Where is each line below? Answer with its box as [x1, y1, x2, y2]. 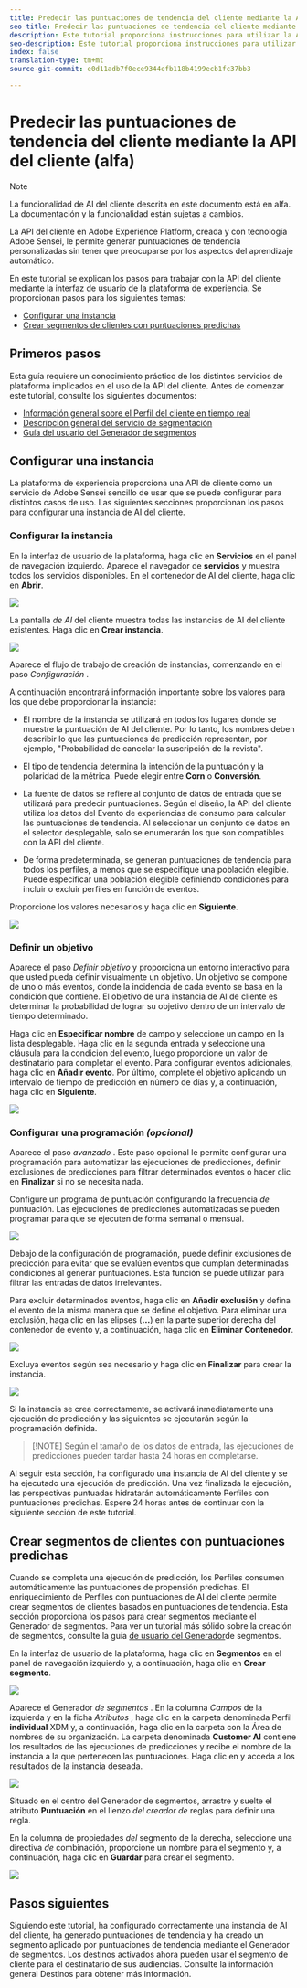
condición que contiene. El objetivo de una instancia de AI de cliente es [9, 991, 278, 1002]
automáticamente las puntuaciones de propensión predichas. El [9, 1582, 249, 1593]
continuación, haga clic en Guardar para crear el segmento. [9, 1852, 235, 1863]
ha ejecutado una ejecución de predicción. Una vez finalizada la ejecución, [9, 1478, 291, 1489]
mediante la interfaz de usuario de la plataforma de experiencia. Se [9, 282, 262, 293]
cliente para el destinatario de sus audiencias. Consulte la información [9, 1958, 274, 1970]
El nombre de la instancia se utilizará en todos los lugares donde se [22, 714, 277, 725]
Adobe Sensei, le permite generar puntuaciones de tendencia [9, 235, 241, 247]
